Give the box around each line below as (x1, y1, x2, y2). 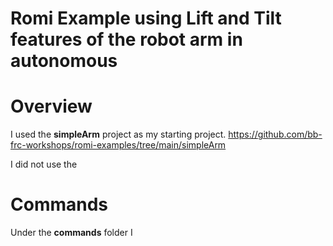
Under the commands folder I (10, 227, 133, 239)
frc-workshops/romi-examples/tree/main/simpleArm (10, 139, 227, 151)
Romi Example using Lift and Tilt (10, 7, 282, 30)
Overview (10, 95, 93, 118)
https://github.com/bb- (228, 128, 323, 141)
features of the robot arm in (10, 28, 243, 51)
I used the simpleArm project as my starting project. (10, 128, 227, 141)
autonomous (10, 50, 118, 72)
